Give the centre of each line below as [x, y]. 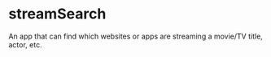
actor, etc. [25, 44]
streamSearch [57, 14]
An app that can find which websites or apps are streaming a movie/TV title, [135, 36]
